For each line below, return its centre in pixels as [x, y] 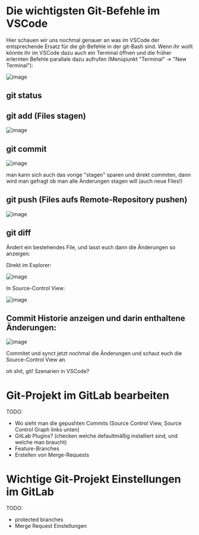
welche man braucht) [41, 442]
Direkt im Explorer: [29, 265]
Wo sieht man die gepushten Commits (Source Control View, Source [98, 423]
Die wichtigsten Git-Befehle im [83, 11]
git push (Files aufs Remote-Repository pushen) [97, 200]
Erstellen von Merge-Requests [52, 455]
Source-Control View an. [37, 360]
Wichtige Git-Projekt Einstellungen [94, 479]
